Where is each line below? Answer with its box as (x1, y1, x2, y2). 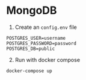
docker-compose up (6, 67, 52, 74)
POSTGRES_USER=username (6, 35, 66, 41)
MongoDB (6, 4, 57, 17)
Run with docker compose (14, 56, 80, 63)
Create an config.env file (14, 23, 77, 31)
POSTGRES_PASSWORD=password (6, 40, 77, 46)
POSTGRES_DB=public (6, 46, 55, 52)
